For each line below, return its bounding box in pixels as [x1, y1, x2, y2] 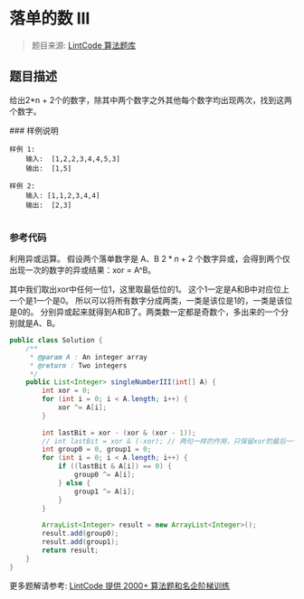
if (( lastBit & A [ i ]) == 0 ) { [57, 462, 172, 471]
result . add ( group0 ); [42, 529, 119, 538]
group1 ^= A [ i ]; [73, 487, 136, 496]
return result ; [42, 546, 100, 555]
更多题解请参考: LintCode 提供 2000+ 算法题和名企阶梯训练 [9, 580, 231, 591]
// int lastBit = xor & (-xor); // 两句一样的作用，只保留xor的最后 [42, 436, 287, 445]
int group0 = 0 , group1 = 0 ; [42, 445, 152, 454]
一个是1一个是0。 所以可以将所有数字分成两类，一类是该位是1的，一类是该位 [9, 295, 293, 306]
